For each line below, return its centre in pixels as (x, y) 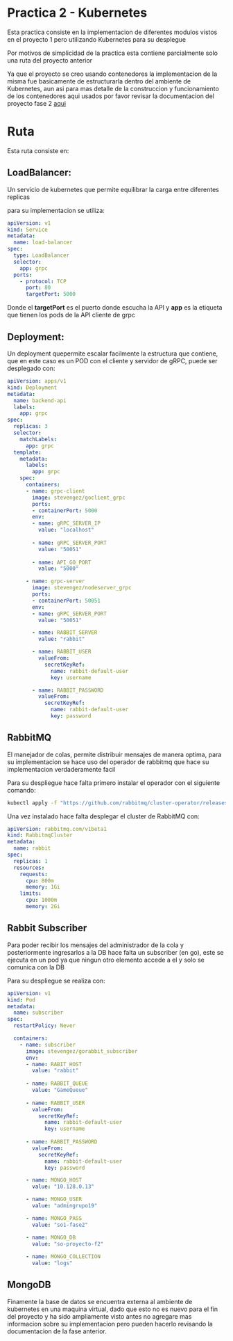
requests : (34, 874)
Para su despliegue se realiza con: (56, 981)
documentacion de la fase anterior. (57, 1331)
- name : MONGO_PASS (53, 1218)
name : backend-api (40, 400)
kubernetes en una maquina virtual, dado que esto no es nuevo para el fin (113, 1309)
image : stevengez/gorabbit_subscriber (81, 1051)
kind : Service (28, 230)
